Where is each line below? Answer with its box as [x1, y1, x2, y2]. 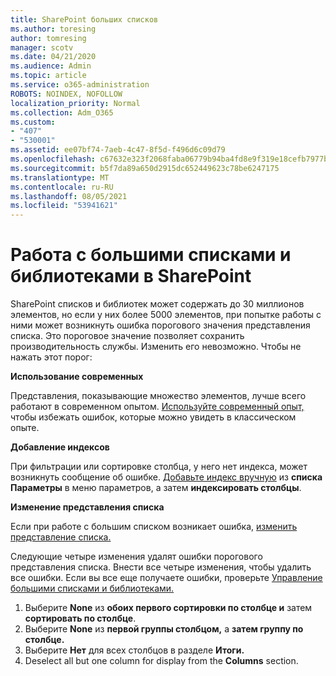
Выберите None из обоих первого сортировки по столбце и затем [24, 602, 313, 614]
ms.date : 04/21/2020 [10, 52, 97, 62]
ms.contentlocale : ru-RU [10, 182, 114, 192]
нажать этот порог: [10, 351, 93, 363]
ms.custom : [10, 117, 56, 127]
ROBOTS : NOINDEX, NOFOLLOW [10, 89, 123, 99]
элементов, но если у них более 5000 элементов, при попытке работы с [10, 309, 322, 321]
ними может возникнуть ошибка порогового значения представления [10, 319, 311, 331]
